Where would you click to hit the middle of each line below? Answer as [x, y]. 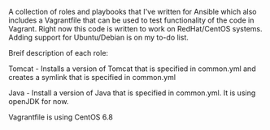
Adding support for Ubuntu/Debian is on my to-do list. [98, 37]
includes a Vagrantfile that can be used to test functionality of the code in [131, 20]
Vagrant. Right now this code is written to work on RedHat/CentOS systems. [135, 29]
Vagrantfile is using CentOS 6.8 [61, 117]
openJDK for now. [39, 101]
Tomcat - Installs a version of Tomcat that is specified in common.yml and [132, 69]
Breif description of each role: [58, 53]
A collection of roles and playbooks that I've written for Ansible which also [133, 12]
